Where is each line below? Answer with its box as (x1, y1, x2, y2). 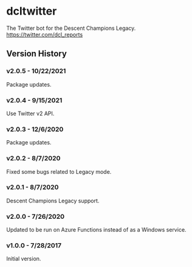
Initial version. (6, 255, 41, 263)
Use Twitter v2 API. (6, 110, 55, 117)
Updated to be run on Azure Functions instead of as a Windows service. (6, 226, 187, 233)
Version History (6, 49, 67, 59)
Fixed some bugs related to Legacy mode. (6, 168, 112, 175)
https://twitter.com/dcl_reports (6, 30, 83, 38)
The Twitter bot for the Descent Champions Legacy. (6, 24, 136, 32)
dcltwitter (6, 4, 57, 18)
